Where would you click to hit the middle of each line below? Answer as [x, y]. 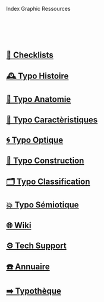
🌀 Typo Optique [35, 140]
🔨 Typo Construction [45, 160]
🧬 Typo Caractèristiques [52, 120]
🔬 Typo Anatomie [39, 99]
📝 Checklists [30, 55]
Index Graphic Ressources [38, 9]
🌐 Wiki [19, 225]
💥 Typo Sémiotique [42, 205]
